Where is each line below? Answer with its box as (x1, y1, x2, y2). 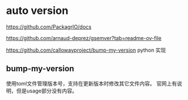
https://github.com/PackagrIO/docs (6, 23, 92, 30)
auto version (6, 4, 69, 17)
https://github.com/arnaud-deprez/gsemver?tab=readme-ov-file (6, 34, 162, 41)
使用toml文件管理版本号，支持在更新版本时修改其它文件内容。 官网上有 (6, 80, 177, 87)
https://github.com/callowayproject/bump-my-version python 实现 (6, 47, 166, 53)
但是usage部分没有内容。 (16, 87, 78, 94)
